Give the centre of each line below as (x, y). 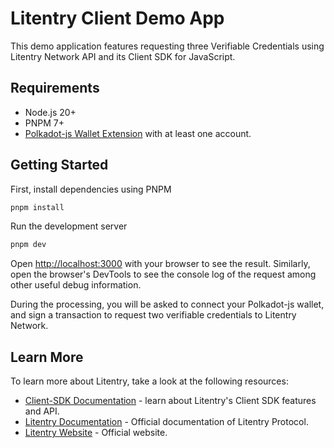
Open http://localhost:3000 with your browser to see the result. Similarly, (160, 264)
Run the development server (69, 226)
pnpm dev (28, 245)
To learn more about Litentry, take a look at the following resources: (149, 381)
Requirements (55, 88)
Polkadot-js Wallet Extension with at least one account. (138, 133)
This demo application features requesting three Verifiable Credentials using (167, 46)
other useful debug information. (76, 285)
